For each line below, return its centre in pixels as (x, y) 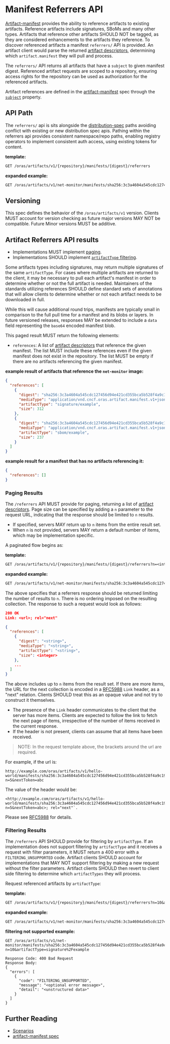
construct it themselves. (30, 700)
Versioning (23, 201)
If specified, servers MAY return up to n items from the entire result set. (87, 525)
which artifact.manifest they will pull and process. (59, 56)
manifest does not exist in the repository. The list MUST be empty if (83, 356)
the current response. (35, 726)
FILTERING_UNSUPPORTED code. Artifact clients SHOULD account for (74, 858)
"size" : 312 (31, 409)
